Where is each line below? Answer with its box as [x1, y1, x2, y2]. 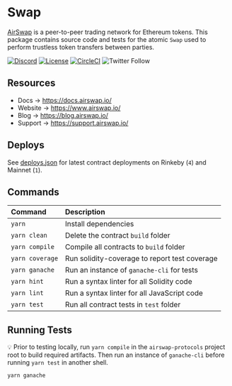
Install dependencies [64, 219, 134, 229]
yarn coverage [11, 255, 59, 263]
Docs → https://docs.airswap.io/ [17, 96, 112, 104]
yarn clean [11, 231, 47, 240]
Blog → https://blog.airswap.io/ [17, 111, 108, 119]
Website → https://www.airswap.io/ [17, 104, 121, 112]
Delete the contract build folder [64, 231, 170, 241]
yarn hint [11, 277, 44, 286]
